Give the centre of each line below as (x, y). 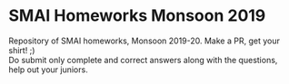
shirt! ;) (22, 50)
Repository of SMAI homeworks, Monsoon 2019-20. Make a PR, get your (144, 41)
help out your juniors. (48, 70)
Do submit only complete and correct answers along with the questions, (143, 60)
